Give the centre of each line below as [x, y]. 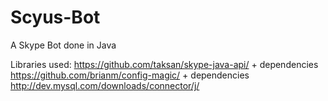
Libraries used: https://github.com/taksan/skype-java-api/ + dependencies [164, 64]
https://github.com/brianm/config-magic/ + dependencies [130, 75]
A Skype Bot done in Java [63, 45]
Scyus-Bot [55, 17]
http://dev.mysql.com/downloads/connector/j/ [105, 85]
